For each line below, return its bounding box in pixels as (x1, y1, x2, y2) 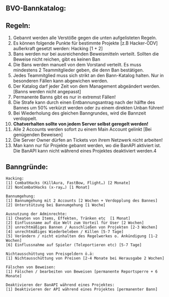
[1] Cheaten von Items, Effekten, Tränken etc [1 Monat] (6, 216, 131, 221)
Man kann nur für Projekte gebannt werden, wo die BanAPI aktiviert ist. (13, 142, 161, 148)
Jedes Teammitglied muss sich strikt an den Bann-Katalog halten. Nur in (13, 72, 164, 79)
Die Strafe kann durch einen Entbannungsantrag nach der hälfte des (13, 99, 155, 105)
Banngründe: (6, 162, 48, 171)
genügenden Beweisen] (13, 132, 63, 138)
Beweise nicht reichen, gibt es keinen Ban (13, 56, 101, 62)
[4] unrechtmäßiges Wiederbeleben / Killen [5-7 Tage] (6, 229, 124, 235)
